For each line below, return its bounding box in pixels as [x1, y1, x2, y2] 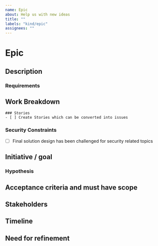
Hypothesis [5, 168, 34, 175]
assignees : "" [5, 26, 35, 31]
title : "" [5, 16, 26, 21]
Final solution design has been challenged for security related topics [12, 138, 153, 144]
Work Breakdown [5, 98, 60, 106]
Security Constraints [5, 127, 57, 134]
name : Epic [5, 7, 28, 12]
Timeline [5, 217, 33, 226]
